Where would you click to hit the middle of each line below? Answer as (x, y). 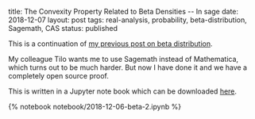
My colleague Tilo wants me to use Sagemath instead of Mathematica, (124, 59)
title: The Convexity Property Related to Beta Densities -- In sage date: (124, 12)
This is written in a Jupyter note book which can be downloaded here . (122, 91)
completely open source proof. (59, 76)
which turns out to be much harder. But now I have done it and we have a (128, 67)
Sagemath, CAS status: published (63, 28)
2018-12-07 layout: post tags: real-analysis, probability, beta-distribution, (128, 20)
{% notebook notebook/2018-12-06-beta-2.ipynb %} (95, 107)
